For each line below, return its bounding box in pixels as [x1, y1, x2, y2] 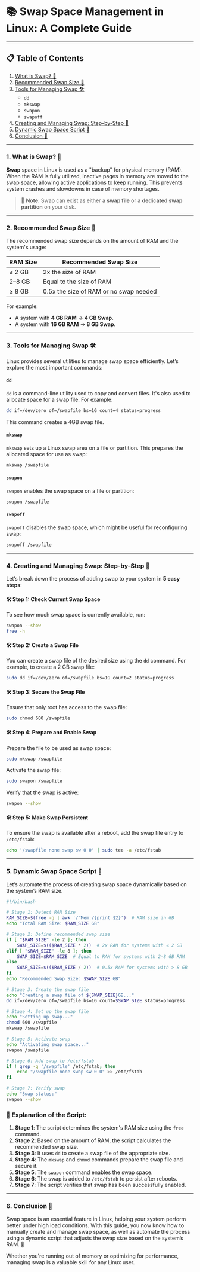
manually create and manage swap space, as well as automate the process [6, 1228, 190, 1236]
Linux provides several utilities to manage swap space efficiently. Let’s [6, 357, 179, 365]
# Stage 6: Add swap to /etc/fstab [6, 1058, 95, 1064]
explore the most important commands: [6, 364, 103, 371]
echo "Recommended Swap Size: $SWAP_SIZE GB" [6, 976, 121, 982]
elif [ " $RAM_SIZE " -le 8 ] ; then [6, 948, 92, 954]
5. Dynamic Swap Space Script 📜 [6, 867, 102, 876]
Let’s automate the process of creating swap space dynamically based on [6, 880, 187, 888]
